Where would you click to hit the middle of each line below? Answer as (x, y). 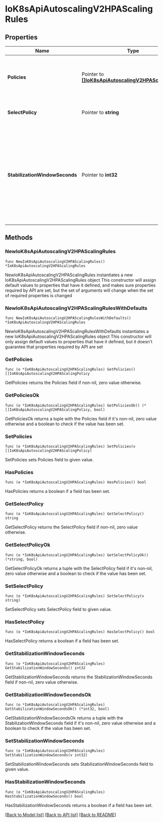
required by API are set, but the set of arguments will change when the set (79, 290)
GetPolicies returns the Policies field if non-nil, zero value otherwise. (73, 383)
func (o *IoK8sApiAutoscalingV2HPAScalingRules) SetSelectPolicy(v (75, 596)
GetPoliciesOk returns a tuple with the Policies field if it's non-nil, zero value (81, 419)
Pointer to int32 (100, 175)
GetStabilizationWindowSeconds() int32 (45, 668)
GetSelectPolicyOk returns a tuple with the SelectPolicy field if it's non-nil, (79, 568)
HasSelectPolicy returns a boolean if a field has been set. (62, 641)
